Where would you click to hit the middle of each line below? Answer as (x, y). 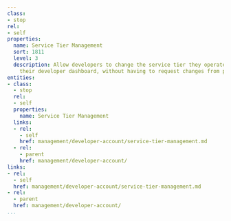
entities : (21, 77)
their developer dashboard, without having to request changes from (120, 71)
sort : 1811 (29, 52)
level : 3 (26, 59)
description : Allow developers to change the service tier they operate (120, 65)
